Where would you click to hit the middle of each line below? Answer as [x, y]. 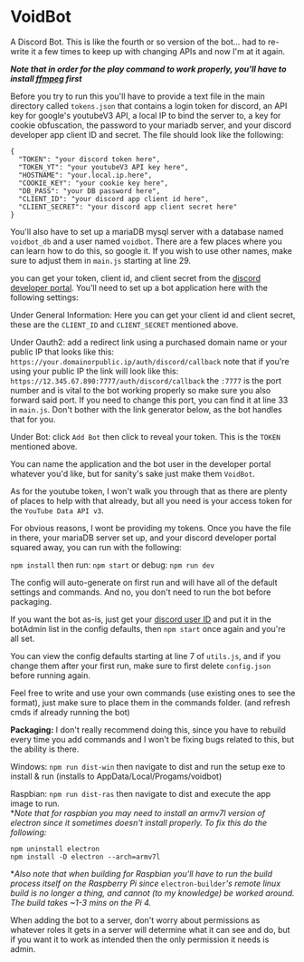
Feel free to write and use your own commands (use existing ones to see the [153, 693]
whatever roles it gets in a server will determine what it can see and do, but [150, 929]
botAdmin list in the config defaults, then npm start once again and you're [148, 628]
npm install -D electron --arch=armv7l [85, 857]
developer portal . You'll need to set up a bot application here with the [139, 287]
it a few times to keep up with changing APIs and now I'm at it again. [158, 51]
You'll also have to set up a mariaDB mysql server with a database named [147, 231]
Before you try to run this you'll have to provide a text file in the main [138, 96]
